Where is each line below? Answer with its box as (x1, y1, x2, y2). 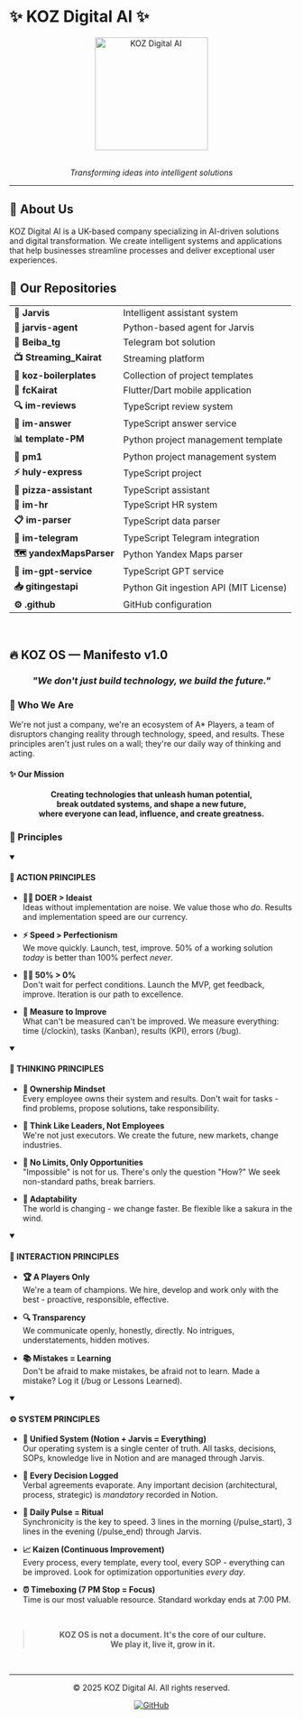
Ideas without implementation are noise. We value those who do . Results (22, 901, 293, 913)
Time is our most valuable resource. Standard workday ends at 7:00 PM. (22, 1594, 291, 1605)
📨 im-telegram (14, 531, 78, 544)
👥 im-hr (14, 498, 49, 511)
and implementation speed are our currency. (22, 911, 188, 922)
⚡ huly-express (14, 465, 83, 478)
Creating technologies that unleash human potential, (50, 789, 252, 800)
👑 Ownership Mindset (22, 1083, 106, 1094)
